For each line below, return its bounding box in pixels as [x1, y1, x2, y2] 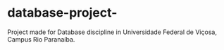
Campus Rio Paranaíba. [7, 35, 75, 43]
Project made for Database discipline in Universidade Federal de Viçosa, [7, 28, 217, 36]
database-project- [7, 5, 118, 21]
